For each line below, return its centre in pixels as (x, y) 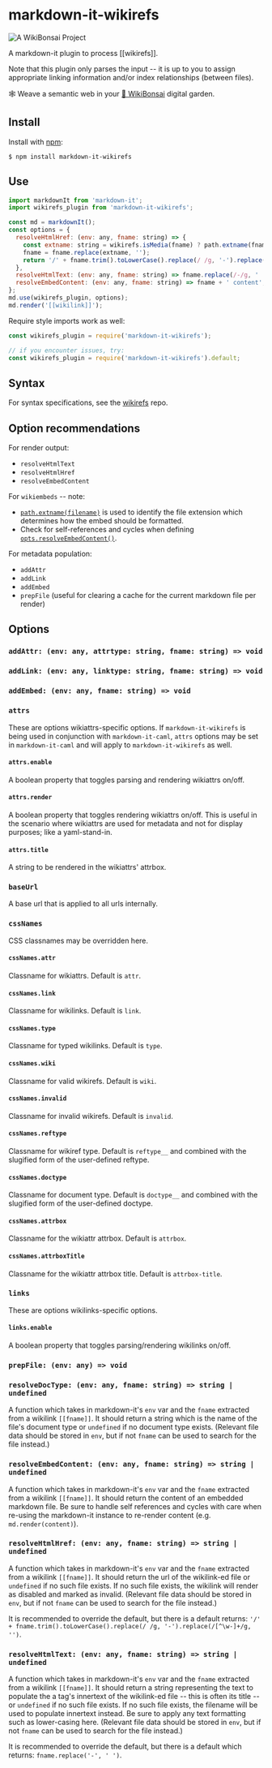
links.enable (30, 1328)
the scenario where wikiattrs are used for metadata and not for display (125, 823)
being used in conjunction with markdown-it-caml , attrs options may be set (134, 736)
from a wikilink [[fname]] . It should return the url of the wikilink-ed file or (130, 1577)
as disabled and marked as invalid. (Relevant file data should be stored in (130, 1594)
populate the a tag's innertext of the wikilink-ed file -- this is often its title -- (134, 1697)
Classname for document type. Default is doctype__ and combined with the (133, 1195)
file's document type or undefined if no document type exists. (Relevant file (134, 1427)
